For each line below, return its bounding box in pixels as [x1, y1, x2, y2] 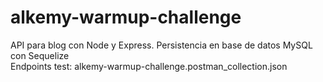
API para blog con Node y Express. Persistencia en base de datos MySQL [10, 39, 313, 51]
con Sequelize [10, 49, 70, 61]
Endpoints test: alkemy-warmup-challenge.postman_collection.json [10, 60, 288, 72]
